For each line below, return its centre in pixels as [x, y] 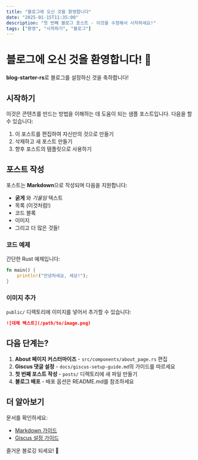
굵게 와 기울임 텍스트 [39, 197]
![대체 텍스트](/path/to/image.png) [49, 324]
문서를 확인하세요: [27, 418]
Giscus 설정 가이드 [37, 438]
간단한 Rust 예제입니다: [33, 259]
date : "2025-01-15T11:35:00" [42, 17]
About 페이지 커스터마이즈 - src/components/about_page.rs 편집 [91, 359]
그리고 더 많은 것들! [37, 227]
